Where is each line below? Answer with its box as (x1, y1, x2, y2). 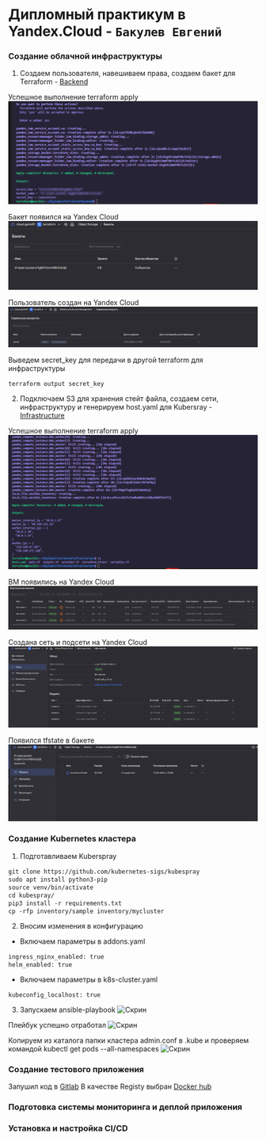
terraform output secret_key (8, 380, 104, 388)
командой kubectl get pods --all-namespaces (8, 1044, 160, 1053)
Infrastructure (19, 410, 65, 421)
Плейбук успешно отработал (8, 1020, 107, 1029)
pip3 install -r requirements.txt (8, 899, 123, 907)
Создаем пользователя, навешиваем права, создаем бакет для (19, 69, 236, 78)
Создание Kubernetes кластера (8, 834, 136, 845)
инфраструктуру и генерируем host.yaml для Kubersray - (19, 403, 213, 412)
